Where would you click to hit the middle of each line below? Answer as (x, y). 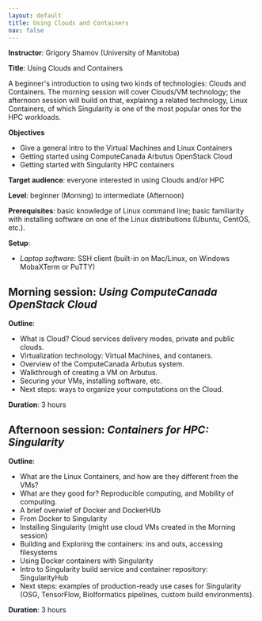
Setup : (19, 243)
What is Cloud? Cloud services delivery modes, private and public (127, 339)
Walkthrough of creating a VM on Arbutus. (89, 373)
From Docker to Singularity (63, 519)
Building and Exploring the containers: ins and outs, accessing (121, 544)
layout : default (35, 15)
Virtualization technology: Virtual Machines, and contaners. (116, 356)
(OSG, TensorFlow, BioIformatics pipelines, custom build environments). (137, 594)
